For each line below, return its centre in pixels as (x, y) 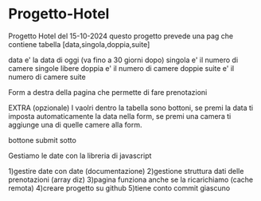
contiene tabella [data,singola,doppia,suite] (79, 44)
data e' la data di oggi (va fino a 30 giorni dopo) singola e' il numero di (123, 60)
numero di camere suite (47, 77)
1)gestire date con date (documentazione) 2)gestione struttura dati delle (126, 171)
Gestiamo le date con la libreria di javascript (80, 156)
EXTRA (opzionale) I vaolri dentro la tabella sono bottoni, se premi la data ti (131, 108)
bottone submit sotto (43, 140)
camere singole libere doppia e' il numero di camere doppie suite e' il (121, 68)
